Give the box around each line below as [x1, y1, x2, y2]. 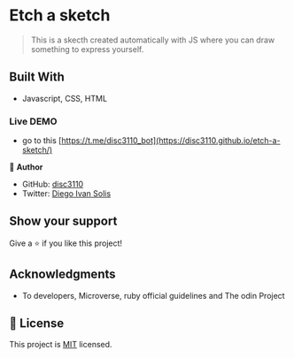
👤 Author [9, 162, 43, 172]
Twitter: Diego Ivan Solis [21, 188, 112, 199]
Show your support [9, 214, 118, 229]
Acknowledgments [9, 267, 117, 282]
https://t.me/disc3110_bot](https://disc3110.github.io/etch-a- [61, 135, 281, 146]
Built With [9, 70, 65, 85]
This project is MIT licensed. [9, 339, 112, 350]
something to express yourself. [30, 43, 144, 54]
